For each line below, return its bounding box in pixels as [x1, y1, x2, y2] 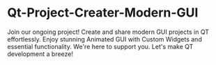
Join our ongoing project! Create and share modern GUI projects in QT [7, 28, 209, 36]
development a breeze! [7, 50, 74, 58]
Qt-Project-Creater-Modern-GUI [7, 5, 199, 21]
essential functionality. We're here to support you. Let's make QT [7, 42, 194, 50]
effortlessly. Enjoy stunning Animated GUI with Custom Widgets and [7, 35, 202, 43]
